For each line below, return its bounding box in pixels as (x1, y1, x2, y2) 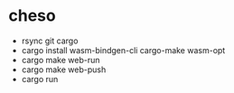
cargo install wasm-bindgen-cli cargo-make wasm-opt (21, 44, 226, 55)
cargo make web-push (21, 64, 107, 75)
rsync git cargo (21, 35, 79, 46)
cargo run (21, 73, 59, 84)
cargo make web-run (21, 54, 100, 65)
